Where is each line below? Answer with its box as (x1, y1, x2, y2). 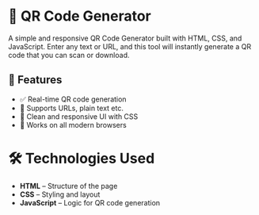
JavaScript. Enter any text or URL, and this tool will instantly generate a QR (8, 41, 252, 51)
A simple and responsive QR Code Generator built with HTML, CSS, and (8, 33, 242, 43)
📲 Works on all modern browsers (19, 120, 127, 129)
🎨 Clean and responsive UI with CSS (19, 111, 139, 121)
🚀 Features (8, 73, 63, 86)
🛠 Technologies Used (8, 149, 155, 167)
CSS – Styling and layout (19, 190, 101, 199)
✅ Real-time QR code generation (19, 94, 127, 104)
